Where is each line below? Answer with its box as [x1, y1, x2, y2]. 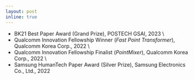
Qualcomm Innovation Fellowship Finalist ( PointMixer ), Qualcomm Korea [13, 48, 188, 55]
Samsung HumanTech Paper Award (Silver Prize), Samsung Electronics [13, 61, 186, 68]
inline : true [5, 14, 38, 20]
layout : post [5, 8, 38, 15]
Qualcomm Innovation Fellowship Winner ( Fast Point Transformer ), [13, 36, 175, 43]
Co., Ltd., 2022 [13, 67, 50, 74]
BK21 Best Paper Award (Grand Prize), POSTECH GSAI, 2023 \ [13, 30, 165, 37]
